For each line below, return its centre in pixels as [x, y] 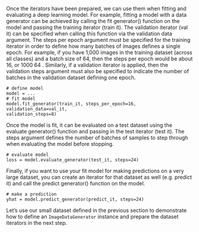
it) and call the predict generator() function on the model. [76, 183]
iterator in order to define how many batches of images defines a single [93, 46]
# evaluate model [28, 155]
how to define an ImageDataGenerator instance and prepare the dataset [92, 217]
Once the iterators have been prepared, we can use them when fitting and [96, 9]
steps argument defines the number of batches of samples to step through [97, 138]
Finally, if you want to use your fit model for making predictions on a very [95, 171]
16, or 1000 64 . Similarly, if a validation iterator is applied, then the [87, 65]
